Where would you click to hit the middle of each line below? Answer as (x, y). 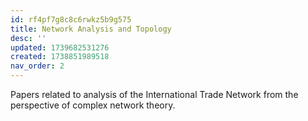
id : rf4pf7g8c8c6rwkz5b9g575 (71, 19)
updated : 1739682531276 (60, 47)
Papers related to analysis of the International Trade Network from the (154, 94)
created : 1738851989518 (60, 57)
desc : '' (28, 38)
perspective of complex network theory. (93, 105)
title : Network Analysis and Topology (91, 29)
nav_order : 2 (37, 66)
